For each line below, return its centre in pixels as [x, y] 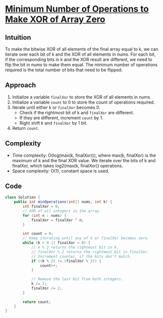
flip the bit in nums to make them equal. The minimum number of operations [81, 65]
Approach [20, 85]
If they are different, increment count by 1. [61, 118]
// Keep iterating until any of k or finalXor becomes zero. [86, 238]
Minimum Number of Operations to [77, 9]
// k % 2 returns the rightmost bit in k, [75, 248]
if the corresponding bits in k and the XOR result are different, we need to [79, 59]
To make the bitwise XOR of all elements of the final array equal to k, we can [82, 49]
